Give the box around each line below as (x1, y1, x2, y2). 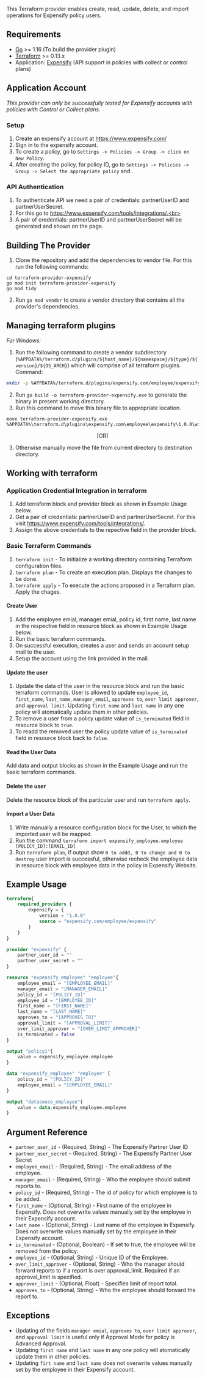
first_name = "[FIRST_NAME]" (17, 1003, 92, 1009)
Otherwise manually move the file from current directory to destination (15, 444, 193, 451)
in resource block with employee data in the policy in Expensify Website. (15, 861, 198, 869)
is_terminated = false (17, 1031, 75, 1037)
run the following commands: (15, 263, 89, 271)
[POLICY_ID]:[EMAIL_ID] (15, 843, 76, 850)
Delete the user (6, 782, 46, 790)
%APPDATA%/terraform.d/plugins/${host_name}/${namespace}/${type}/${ (17, 356, 198, 362)
